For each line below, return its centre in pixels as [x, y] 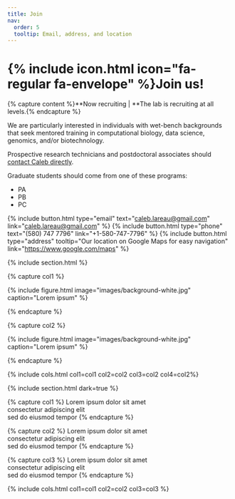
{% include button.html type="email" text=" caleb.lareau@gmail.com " [109, 219]
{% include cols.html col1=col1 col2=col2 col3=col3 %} [88, 489]
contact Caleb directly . [41, 162]
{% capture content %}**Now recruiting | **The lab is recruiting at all [111, 104]
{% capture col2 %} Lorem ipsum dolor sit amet [77, 431]
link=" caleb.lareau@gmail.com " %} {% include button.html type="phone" [115, 226]
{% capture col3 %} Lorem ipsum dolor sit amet [77, 460]
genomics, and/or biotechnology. [56, 140]
